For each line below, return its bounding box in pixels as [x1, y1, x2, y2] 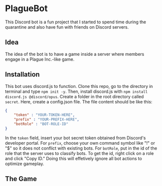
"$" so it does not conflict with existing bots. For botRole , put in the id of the [5, 145, 157, 151]
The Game [5, 175, 37, 183]
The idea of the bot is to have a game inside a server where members [5, 51, 144, 57]
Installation [5, 70, 40, 79]
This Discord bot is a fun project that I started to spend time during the [5, 19, 146, 25]
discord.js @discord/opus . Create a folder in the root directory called [5, 93, 144, 100]
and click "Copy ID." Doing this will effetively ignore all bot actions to [5, 155, 142, 161]
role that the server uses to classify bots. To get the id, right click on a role [5, 150, 154, 156]
